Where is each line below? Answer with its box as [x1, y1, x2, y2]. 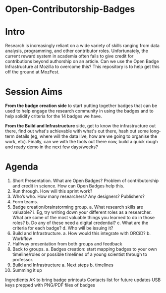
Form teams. [12, 199, 38, 204]
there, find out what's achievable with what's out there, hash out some [5, 128, 149, 134]
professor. [12, 257, 34, 262]
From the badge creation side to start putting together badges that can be [5, 103, 158, 109]
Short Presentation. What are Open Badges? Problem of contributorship [12, 177, 159, 183]
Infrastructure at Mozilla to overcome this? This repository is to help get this [5, 63, 160, 70]
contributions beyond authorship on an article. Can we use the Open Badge [5, 59, 160, 64]
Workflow [12, 235, 32, 241]
